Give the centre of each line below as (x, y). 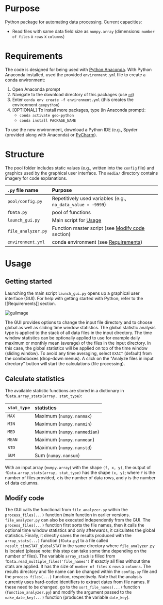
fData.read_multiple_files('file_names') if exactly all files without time (78, 561)
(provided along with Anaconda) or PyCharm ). (51, 134)
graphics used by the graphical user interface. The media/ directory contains (81, 173)
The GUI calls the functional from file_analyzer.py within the (66, 510)
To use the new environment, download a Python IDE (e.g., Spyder (71, 130)
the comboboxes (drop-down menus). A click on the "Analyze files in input (79, 358)
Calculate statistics (35, 379)
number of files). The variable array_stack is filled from (60, 556)
